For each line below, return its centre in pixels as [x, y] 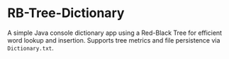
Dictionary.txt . [31, 48]
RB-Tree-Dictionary [66, 13]
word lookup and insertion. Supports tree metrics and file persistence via [114, 40]
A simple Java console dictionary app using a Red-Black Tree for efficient [114, 33]
